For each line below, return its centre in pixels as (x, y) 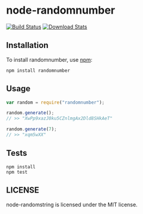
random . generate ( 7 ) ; (32, 129)
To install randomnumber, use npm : (50, 59)
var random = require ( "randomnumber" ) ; (55, 102)
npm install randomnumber (38, 71)
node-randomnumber (61, 10)
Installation (27, 45)
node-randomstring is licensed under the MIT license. (72, 205)
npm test (17, 172)
